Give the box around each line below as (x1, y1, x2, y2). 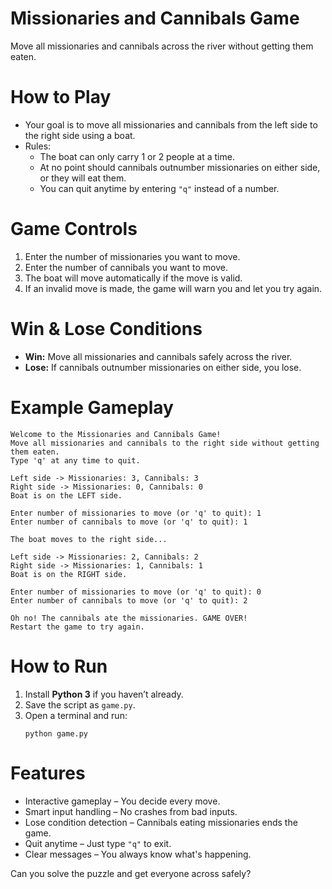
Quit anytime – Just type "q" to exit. (24, 837, 172, 849)
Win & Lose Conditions (10, 318, 203, 340)
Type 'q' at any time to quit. (10, 455, 141, 466)
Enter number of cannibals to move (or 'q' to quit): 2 (10, 595, 248, 606)
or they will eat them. (39, 172, 127, 184)
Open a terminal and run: (24, 709, 128, 721)
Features (10, 762, 86, 784)
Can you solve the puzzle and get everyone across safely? (10, 867, 252, 879)
